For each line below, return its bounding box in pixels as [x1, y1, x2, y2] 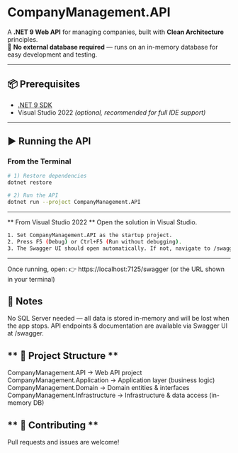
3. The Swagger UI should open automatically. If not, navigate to [7, 245, 211, 252]
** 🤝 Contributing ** [7, 419, 99, 431]
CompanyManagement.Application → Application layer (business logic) [7, 376, 215, 384]
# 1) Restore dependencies [7, 173, 87, 180]
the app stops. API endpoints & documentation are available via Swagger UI [7, 321, 228, 330]
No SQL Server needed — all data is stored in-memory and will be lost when [7, 314, 230, 323]
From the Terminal [7, 156, 72, 166]
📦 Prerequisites [7, 79, 81, 91]
